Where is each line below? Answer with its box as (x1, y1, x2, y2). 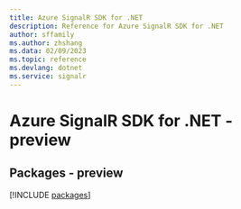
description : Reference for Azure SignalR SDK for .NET (9, 22, 224, 31)
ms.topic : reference (9, 55, 88, 64)
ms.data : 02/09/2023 (9, 47, 88, 56)
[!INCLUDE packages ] (9, 189, 91, 200)
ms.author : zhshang (9, 38, 83, 48)
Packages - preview (9, 166, 124, 181)
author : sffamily (9, 30, 75, 39)
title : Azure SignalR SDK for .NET (9, 13, 144, 23)
